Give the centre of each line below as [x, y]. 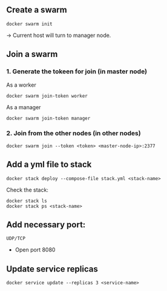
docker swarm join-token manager [48, 118]
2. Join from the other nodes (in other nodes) [74, 133]
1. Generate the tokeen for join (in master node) [77, 72]
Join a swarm [32, 54]
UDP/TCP [16, 239]
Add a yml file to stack [49, 165]
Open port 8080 [35, 250]
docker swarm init [29, 24]
